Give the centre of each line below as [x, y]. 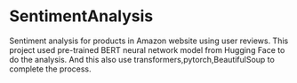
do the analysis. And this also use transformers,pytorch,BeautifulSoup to [142, 59]
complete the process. [50, 69]
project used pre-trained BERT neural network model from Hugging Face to [147, 49]
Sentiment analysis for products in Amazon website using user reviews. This [149, 41]
